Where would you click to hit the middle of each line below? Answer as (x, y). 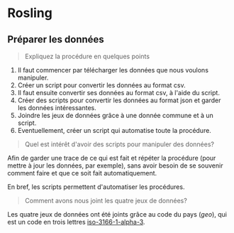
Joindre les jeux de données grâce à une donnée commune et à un (116, 115)
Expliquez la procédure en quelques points (87, 56)
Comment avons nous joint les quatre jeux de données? (106, 201)
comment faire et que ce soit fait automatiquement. (82, 173)
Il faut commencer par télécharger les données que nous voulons (113, 70)
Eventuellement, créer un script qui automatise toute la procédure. (114, 130)
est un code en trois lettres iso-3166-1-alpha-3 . (76, 222)
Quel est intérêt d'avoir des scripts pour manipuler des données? (119, 144)
